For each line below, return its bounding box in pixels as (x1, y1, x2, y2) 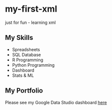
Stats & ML (12, 72, 34, 78)
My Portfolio (5, 87, 43, 95)
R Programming (12, 57, 44, 63)
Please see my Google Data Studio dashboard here (5, 99, 107, 105)
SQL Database (12, 52, 41, 57)
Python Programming (12, 62, 55, 68)
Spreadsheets (12, 46, 40, 52)
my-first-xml (5, 3, 57, 15)
